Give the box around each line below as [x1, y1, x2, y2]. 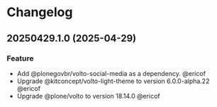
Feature [6, 53, 34, 63]
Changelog [6, 4, 73, 20]
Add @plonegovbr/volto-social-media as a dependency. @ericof [16, 69, 206, 77]
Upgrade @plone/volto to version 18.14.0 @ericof [16, 92, 160, 100]
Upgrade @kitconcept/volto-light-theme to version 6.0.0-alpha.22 [16, 77, 210, 85]
